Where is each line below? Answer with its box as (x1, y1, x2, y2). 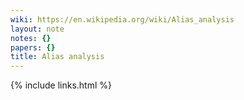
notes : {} (10, 33, 52, 43)
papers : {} (10, 42, 56, 53)
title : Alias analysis (10, 52, 105, 62)
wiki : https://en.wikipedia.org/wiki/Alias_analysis (10, 14, 235, 25)
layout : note (10, 24, 65, 34)
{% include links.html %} (10, 79, 112, 91)
